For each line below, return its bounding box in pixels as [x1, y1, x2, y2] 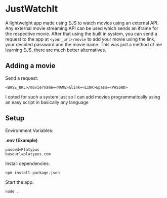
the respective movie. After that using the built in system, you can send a [5, 30, 157, 37]
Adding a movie [5, 61, 56, 70]
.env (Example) [5, 137, 38, 143]
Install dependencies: [5, 160, 50, 167]
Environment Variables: [5, 127, 54, 134]
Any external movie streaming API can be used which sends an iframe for [5, 25, 158, 31]
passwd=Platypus [5, 147, 39, 152]
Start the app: [5, 179, 34, 185]
